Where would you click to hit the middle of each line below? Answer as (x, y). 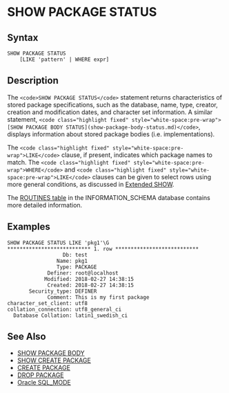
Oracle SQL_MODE (44, 383)
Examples (29, 227)
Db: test (75, 255)
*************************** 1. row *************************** (103, 249)
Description (33, 81)
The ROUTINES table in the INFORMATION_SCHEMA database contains (109, 197)
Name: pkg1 (72, 261)
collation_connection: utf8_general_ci (64, 309)
